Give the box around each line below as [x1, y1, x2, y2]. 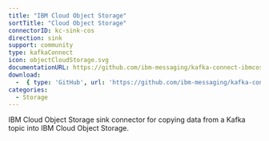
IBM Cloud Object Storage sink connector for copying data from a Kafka [8, 115, 246, 124]
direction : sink [8, 33, 62, 42]
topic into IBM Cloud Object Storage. [8, 123, 130, 133]
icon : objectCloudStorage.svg [8, 57, 110, 65]
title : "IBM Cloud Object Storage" [8, 11, 127, 20]
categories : [8, 85, 48, 94]
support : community [8, 41, 74, 49]
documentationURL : [8, 64, 70, 72]
